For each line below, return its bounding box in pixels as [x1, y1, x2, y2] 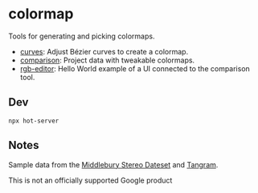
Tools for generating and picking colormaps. [8, 31, 155, 41]
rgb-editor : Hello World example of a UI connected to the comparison [19, 63, 251, 73]
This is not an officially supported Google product [8, 175, 173, 185]
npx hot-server [8, 117, 59, 125]
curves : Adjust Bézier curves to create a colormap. [19, 46, 189, 56]
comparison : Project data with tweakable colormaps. [19, 55, 195, 65]
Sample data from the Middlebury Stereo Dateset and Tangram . [8, 159, 219, 169]
